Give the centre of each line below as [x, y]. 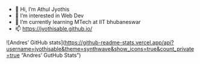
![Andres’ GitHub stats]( [36, 42]
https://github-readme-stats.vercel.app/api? [119, 42]
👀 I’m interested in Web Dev [49, 16]
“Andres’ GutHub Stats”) [51, 55]
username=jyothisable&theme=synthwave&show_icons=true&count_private [100, 49]
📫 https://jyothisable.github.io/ [53, 29]
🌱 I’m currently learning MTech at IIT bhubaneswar [78, 22]
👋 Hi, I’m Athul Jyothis [42, 9]
